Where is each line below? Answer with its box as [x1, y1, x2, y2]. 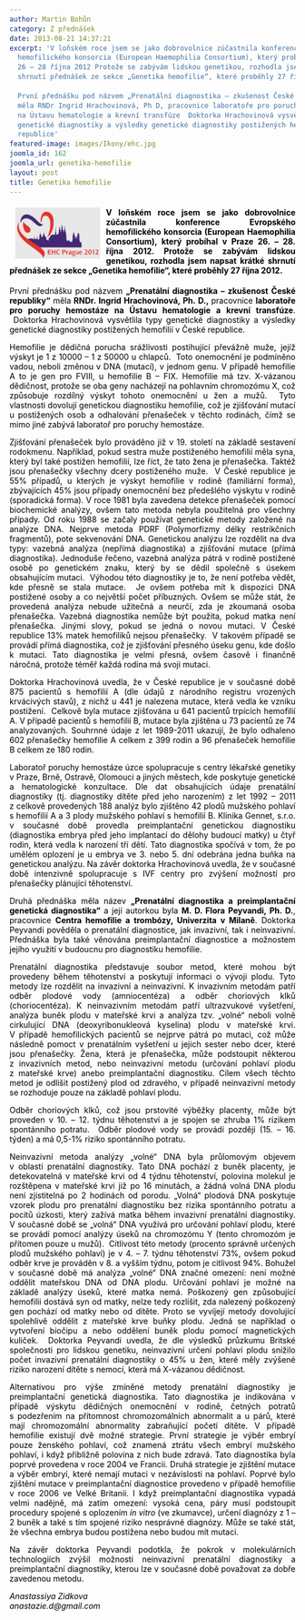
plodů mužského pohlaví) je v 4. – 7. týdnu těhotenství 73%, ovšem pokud [9, 1247, 296, 1259]
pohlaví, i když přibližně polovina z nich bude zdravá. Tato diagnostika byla [9, 1449, 296, 1460]
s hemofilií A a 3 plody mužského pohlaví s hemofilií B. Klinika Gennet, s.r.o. [9, 810, 296, 820]
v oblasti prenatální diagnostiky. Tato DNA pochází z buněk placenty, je [9, 1161, 296, 1172]
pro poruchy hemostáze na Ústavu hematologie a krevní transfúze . [9, 305, 296, 316]
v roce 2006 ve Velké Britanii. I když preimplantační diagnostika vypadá [9, 1487, 296, 1498]
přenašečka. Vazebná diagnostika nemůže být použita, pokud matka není [9, 610, 296, 621]
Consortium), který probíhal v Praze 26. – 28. [105, 236, 296, 247]
